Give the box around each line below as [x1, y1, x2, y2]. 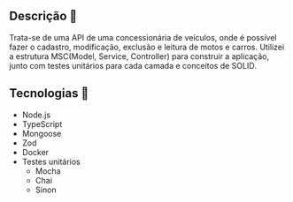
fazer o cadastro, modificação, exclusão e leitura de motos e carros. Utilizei [9, 41, 285, 52]
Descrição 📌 [9, 9, 78, 24]
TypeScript [21, 118, 63, 129]
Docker [21, 146, 50, 157]
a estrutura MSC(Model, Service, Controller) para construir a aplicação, [9, 50, 270, 62]
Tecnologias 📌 [9, 86, 89, 101]
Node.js [21, 109, 51, 120]
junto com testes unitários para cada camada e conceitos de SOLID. [9, 60, 257, 71]
